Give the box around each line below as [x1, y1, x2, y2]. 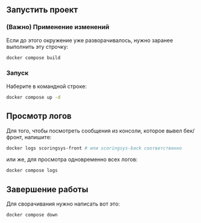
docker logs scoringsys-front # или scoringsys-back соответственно [6, 145, 182, 151]
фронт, [6, 133, 24, 140]
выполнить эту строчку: [6, 43, 68, 50]
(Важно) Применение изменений [6, 23, 110, 31]
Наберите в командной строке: [6, 83, 87, 90]
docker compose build [6, 54, 61, 61]
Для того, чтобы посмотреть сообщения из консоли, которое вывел [6, 127, 182, 134]
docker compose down [6, 212, 59, 218]
